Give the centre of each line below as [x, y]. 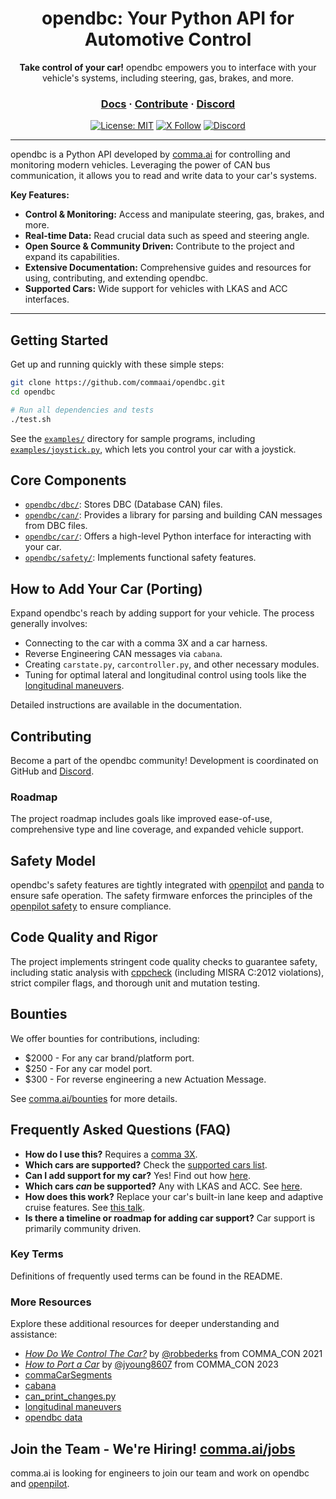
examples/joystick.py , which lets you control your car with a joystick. [153, 449]
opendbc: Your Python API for [168, 18]
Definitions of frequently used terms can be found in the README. [146, 1276]
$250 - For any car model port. [88, 1068]
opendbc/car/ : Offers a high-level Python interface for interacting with [168, 536]
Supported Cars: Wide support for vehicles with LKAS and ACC [156, 289]
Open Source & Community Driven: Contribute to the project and [159, 246]
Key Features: [40, 195]
